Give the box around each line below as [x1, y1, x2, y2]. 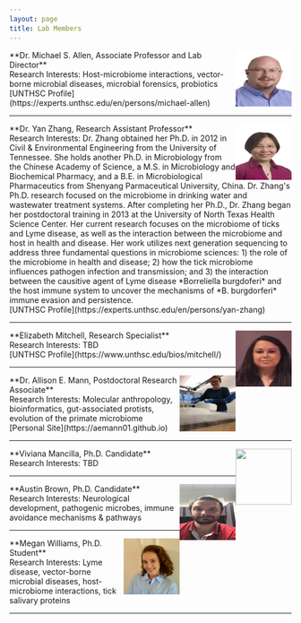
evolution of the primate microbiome [9, 412, 143, 423]
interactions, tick [55, 585, 116, 596]
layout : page [9, 14, 58, 23]
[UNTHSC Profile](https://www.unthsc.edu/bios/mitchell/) [9, 349, 222, 359]
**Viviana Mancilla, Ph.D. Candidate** [9, 448, 151, 459]
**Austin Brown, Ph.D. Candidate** [9, 483, 141, 494]
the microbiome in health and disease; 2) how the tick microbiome [9, 256, 254, 267]
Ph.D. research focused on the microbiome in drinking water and [9, 189, 248, 201]
